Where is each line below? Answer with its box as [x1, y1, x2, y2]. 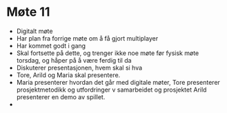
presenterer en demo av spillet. [16, 92, 106, 101]
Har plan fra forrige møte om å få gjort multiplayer [16, 34, 159, 42]
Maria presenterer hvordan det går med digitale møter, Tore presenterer [16, 78, 220, 86]
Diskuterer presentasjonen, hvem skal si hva [16, 63, 143, 72]
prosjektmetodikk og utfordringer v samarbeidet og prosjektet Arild [16, 85, 207, 94]
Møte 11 [6, 4, 50, 20]
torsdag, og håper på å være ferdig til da [16, 56, 132, 64]
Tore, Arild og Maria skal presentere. [16, 70, 121, 79]
